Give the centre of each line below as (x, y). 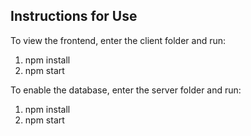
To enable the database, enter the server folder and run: (126, 90)
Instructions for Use (74, 16)
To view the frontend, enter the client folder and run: (118, 40)
